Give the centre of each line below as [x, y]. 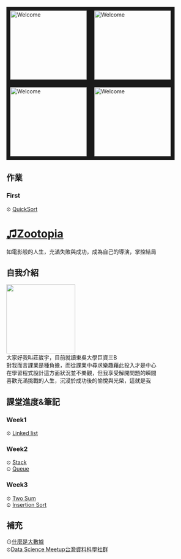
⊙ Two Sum [21, 498]
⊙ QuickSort [22, 209]
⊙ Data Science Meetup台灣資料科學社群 [57, 549]
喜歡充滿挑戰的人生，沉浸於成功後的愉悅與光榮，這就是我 [79, 380]
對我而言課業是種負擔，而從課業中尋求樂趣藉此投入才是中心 [81, 365]
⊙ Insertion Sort [27, 504]
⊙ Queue [18, 469]
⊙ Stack [17, 462]
